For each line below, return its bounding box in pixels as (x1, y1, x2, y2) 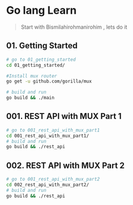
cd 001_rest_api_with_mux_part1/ (6, 133, 89, 139)
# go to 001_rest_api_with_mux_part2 (6, 176, 100, 182)
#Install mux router (6, 73, 58, 79)
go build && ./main (6, 95, 55, 101)
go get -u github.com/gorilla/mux (6, 78, 92, 84)
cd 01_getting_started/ (6, 62, 66, 68)
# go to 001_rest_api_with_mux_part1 (6, 127, 100, 133)
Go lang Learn (6, 4, 77, 17)
